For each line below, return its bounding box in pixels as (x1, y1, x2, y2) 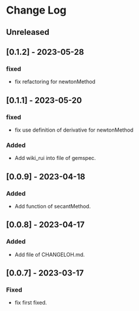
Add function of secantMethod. (14, 202, 91, 209)
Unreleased (6, 27, 50, 37)
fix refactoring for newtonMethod (14, 78, 96, 86)
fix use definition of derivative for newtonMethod (14, 126, 134, 133)
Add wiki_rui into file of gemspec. (14, 155, 96, 162)
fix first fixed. (14, 299, 47, 306)
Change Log (6, 4, 67, 17)
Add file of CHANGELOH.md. (14, 251, 85, 258)
